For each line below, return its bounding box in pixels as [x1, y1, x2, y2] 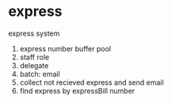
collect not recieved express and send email [19, 78, 164, 87]
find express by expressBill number [19, 86, 136, 95]
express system [8, 29, 60, 38]
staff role [19, 52, 50, 62]
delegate [19, 60, 49, 70]
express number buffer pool [19, 44, 111, 53]
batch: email [19, 69, 61, 78]
